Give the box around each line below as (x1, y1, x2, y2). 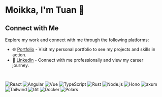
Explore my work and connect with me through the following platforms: (5, 37, 149, 43)
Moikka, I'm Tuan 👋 (5, 4, 85, 16)
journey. (12, 62, 29, 68)
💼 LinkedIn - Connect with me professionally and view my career (12, 57, 144, 63)
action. (12, 52, 27, 58)
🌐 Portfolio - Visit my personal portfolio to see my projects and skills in (12, 47, 156, 52)
